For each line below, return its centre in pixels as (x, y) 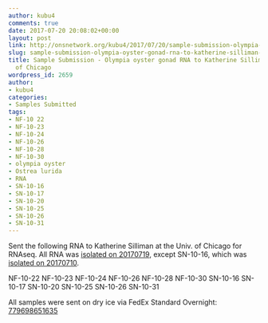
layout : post (30, 38)
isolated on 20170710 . (44, 263)
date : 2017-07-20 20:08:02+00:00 (64, 30)
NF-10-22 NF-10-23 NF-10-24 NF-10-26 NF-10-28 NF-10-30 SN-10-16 (124, 278)
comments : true (33, 23)
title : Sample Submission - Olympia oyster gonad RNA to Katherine (123, 61)
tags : (17, 112)
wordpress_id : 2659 (41, 75)
